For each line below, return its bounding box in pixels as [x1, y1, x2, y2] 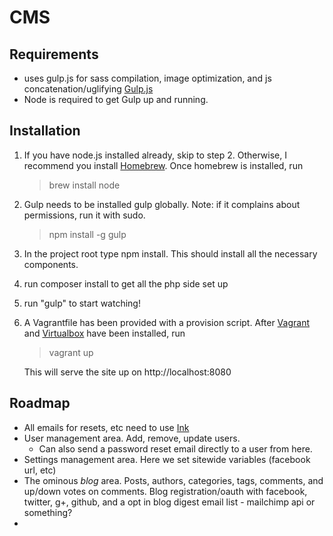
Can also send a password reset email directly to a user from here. [38, 442, 313, 455]
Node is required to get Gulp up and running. [23, 94, 209, 105]
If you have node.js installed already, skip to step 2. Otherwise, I [23, 149, 287, 161]
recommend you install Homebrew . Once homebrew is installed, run [23, 159, 304, 171]
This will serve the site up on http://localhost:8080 [23, 366, 232, 378]
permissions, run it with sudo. [23, 209, 146, 221]
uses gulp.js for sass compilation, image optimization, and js [23, 72, 272, 84]
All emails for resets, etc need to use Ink [23, 421, 190, 433]
